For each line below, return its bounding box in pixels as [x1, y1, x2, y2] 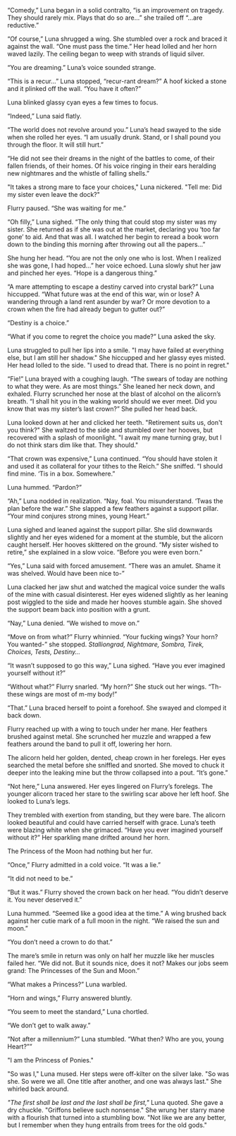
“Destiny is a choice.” [7, 319, 69, 327]
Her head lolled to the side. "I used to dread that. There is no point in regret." [7, 361, 230, 369]
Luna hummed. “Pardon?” [7, 483, 82, 491]
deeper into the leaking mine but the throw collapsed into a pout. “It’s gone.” [7, 768, 228, 777]
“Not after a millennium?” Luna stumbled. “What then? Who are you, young [7, 1035, 224, 1043]
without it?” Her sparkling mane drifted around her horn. [7, 833, 170, 842]
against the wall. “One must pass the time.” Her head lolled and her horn [7, 42, 217, 50]
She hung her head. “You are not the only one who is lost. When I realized [7, 254, 222, 262]
